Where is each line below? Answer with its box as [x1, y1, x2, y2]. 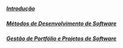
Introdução [6, 5, 35, 12]
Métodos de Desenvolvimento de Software [6, 20, 117, 27]
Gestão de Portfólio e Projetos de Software [6, 35, 117, 42]
